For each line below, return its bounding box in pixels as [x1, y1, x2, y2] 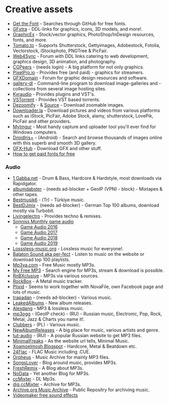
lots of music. [12, 289, 42, 295]
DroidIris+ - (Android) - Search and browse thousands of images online [12, 134, 162, 140]
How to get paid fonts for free [12, 151, 75, 157]
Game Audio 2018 [20, 235, 58, 241]
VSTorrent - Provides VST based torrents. [12, 96, 100, 103]
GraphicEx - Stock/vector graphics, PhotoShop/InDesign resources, [12, 31, 155, 37]
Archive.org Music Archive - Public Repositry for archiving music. [12, 387, 150, 393]
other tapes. [12, 192, 39, 198]
